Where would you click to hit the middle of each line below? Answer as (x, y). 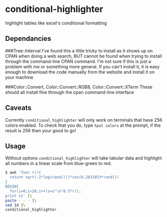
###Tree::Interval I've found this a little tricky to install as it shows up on (79, 50)
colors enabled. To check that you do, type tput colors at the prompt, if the (83, 125)
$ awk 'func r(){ (23, 173)
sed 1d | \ (15, 205)
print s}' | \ (19, 196)
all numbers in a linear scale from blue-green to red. (59, 164)
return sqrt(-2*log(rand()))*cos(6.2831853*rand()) (65, 177)
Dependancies (28, 39)
